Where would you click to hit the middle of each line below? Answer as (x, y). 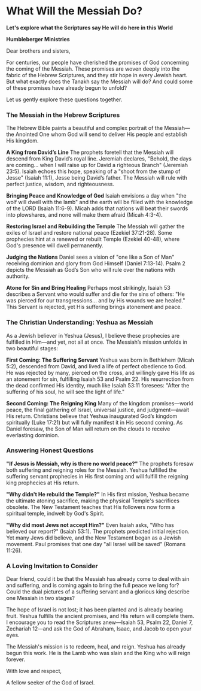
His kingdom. (22, 141)
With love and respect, (34, 671)
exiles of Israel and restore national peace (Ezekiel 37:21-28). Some (89, 233)
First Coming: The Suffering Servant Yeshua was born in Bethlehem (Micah (100, 360)
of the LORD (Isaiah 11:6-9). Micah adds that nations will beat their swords (97, 208)
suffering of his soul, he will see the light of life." (66, 392)
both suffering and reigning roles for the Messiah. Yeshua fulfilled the (92, 470)
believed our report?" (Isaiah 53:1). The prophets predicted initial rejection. (98, 531)
